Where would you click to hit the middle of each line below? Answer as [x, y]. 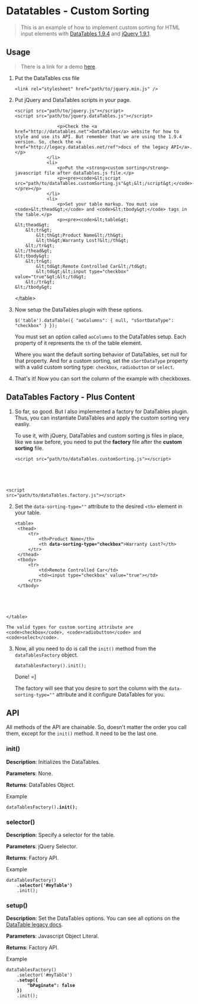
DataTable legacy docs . [35, 925]
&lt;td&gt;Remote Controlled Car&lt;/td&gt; [92, 266]
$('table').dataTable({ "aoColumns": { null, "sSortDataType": [94, 320]
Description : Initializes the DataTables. [53, 762]
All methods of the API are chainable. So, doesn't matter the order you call [97, 727]
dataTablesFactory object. [46, 655]
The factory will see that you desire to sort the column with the [91, 688]
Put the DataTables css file [47, 78]
